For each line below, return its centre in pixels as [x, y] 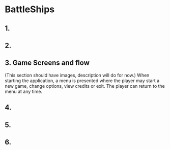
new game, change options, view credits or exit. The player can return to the [85, 86]
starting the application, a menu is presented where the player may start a [82, 81]
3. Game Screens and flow [47, 63]
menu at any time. [24, 91]
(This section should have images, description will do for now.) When [77, 75]
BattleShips [30, 9]
